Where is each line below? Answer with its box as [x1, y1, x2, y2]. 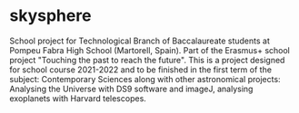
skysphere [9, 5, 92, 26]
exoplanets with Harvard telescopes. [9, 92, 147, 104]
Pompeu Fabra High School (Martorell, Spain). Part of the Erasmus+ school [9, 44, 291, 55]
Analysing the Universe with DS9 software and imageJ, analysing [9, 83, 254, 94]
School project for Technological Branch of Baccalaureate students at [9, 35, 271, 46]
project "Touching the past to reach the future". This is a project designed [9, 54, 285, 65]
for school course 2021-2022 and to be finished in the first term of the [9, 64, 273, 75]
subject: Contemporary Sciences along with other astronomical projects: [9, 73, 281, 84]
